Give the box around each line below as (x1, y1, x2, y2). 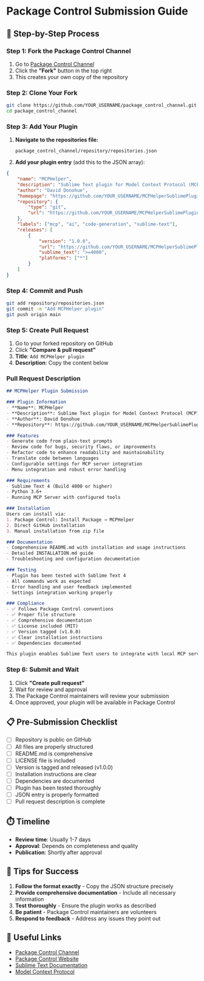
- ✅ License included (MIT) (6, 623, 79, 629)
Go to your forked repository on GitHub (15, 340, 114, 347)
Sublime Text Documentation (15, 962, 88, 969)
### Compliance (6, 601, 45, 607)
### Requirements (6, 477, 50, 484)
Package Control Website (15, 955, 79, 962)
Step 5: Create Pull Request (6, 326, 89, 334)
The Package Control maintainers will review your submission (15, 692, 169, 700)
